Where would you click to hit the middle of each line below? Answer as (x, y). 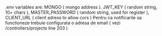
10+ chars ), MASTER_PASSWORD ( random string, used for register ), (77, 12)
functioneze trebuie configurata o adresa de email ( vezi (63, 23)
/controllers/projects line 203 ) (36, 28)
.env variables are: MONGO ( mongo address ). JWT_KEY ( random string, (81, 7)
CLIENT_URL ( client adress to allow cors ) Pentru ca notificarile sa (73, 18)
